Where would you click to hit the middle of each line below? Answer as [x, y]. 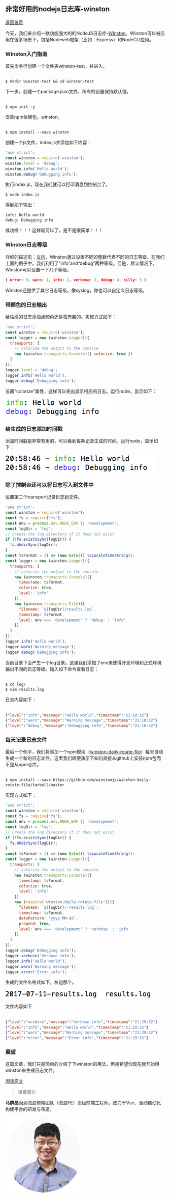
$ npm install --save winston [37, 132]
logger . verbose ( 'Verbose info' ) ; [41, 956]
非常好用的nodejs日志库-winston [58, 9]
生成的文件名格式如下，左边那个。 [41, 982]
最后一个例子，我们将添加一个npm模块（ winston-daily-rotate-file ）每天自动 [84, 752]
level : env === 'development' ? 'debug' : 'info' [72, 620]
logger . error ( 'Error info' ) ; [36, 972]
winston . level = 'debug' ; [32, 163]
